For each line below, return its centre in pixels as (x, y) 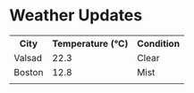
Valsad (28, 58)
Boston (29, 72)
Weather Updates (76, 15)
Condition (159, 43)
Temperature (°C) (90, 43)
